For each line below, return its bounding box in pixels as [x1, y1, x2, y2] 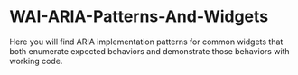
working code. [9, 55, 63, 66]
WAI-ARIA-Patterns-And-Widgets [9, 6, 269, 27]
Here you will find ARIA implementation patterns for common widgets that [9, 36, 284, 47]
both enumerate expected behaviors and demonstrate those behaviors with [9, 45, 291, 56]
